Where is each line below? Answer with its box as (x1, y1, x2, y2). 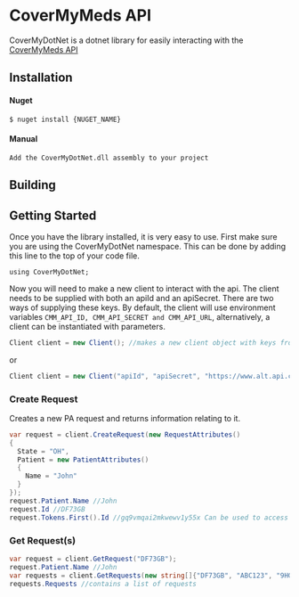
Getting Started (9, 208, 97, 223)
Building (9, 177, 56, 192)
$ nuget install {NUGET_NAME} (9, 115, 122, 124)
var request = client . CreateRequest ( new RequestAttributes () (9, 429, 241, 439)
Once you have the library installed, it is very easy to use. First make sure (9, 231, 278, 241)
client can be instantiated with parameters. (9, 321, 166, 331)
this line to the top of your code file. (9, 250, 141, 261)
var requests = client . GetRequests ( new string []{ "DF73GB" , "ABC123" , (9, 571, 273, 580)
